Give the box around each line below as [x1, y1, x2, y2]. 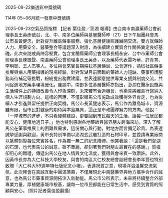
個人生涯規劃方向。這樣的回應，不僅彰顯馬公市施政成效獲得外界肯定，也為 [5, 94, 158, 100]
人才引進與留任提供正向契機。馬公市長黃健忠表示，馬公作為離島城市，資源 [9, 100, 163, 106]
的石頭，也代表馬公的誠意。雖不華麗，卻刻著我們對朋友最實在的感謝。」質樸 [5, 144, 161, 150]
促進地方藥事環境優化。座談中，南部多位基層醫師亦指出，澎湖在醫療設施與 [9, 82, 163, 87]
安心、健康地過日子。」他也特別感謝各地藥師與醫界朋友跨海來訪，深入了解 [9, 119, 161, 125]
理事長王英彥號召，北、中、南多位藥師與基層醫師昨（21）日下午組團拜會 [5, 32, 154, 37]
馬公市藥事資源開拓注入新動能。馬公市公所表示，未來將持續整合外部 [22, 175, 163, 181]
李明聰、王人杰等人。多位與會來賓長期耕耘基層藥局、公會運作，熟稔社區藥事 [5, 63, 163, 69]
